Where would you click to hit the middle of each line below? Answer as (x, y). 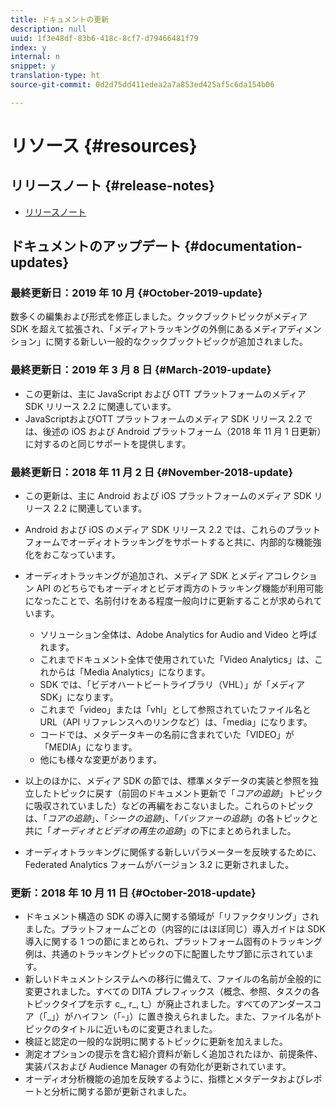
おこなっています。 (81, 555)
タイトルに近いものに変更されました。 (138, 1029)
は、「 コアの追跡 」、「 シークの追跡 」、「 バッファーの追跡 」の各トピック (167, 818)
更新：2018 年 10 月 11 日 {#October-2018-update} (133, 893)
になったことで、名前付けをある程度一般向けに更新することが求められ (169, 601)
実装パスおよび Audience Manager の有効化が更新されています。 (158, 1067)
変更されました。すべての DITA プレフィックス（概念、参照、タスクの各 (172, 992)
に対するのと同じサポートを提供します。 (108, 443)
